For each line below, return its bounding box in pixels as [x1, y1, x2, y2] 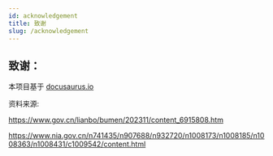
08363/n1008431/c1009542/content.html [8, 139, 146, 150]
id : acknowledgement [8, 11, 79, 20]
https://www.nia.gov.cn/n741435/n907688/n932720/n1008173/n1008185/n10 [8, 131, 265, 141]
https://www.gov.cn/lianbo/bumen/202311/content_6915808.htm [8, 115, 223, 125]
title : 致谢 [8, 19, 46, 27]
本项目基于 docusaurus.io [8, 82, 94, 91]
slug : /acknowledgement [8, 27, 89, 35]
